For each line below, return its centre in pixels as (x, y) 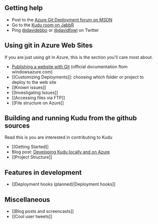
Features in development (43, 172)
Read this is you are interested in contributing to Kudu (59, 137)
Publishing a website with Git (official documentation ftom (69, 66)
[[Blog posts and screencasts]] (43, 211)
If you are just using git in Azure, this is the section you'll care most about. (79, 57)
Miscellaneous (27, 199)
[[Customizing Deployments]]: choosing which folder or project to (78, 77)
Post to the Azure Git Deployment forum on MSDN (62, 19)
